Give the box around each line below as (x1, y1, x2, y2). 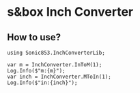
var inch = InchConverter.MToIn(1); (7, 73, 111, 80)
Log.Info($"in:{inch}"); (7, 79, 78, 86)
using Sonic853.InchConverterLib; (7, 49, 106, 56)
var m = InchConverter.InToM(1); (7, 62, 102, 68)
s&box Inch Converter (7, 4, 134, 20)
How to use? (7, 31, 61, 43)
